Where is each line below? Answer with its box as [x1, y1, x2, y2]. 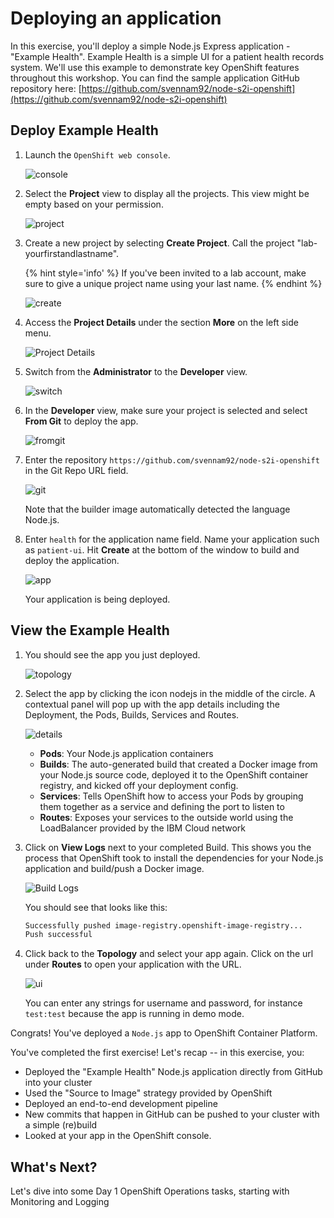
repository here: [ [10, 82, 82, 94]
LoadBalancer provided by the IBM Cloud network [39, 822, 246, 834]
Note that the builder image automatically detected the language [24, 503, 291, 515]
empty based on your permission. [24, 198, 164, 210]
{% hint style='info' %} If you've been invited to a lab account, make [24, 267, 307, 279]
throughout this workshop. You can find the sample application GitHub [10, 72, 300, 84]
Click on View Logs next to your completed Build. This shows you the [24, 841, 312, 853]
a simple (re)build [24, 1119, 98, 1131]
